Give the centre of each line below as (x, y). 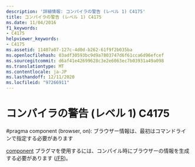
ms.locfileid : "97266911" (38, 83)
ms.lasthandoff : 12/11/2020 (41, 77)
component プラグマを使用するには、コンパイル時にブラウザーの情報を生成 (98, 151)
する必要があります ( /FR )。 (39, 158)
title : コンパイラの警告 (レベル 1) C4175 (54, 17)
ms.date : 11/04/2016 (31, 22)
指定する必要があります (45, 138)
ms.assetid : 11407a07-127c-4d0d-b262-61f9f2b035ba (69, 50)
